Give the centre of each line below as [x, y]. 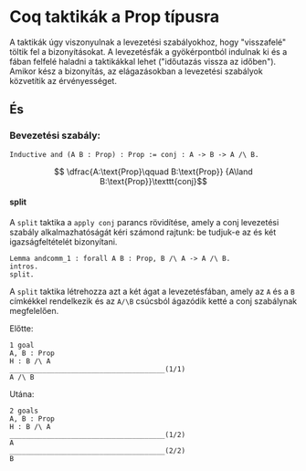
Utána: [22, 393]
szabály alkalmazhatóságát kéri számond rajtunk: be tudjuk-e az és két [143, 232]
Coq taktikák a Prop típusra [115, 17]
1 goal [22, 345]
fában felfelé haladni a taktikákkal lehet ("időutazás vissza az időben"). [143, 61]
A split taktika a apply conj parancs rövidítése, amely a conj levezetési [144, 222]
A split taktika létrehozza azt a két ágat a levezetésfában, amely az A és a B [152, 291]
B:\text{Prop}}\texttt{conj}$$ [153, 181]
